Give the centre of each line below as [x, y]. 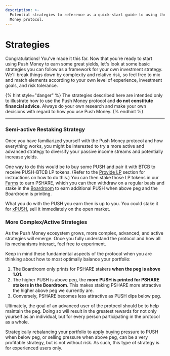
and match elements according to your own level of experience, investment [84, 80]
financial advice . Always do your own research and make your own [76, 106]
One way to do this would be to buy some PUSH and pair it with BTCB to [80, 167]
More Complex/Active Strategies [46, 222]
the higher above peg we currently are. [53, 290]
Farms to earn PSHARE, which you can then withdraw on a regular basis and [85, 183]
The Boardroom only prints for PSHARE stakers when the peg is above [87, 269]
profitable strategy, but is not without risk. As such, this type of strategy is [82, 342]
